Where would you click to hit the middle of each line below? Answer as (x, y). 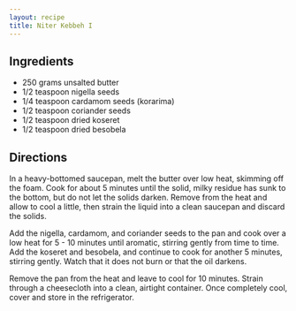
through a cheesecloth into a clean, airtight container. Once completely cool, (148, 288)
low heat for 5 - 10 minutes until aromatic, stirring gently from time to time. (144, 243)
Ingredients (42, 61)
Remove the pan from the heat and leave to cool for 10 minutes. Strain (136, 278)
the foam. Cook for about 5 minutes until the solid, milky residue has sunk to (148, 188)
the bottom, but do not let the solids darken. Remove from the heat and (138, 197)
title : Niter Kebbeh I (51, 26)
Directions (38, 157)
